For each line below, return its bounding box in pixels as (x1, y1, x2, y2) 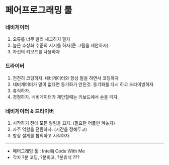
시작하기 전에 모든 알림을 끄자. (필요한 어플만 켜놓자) (12, 120, 115, 126)
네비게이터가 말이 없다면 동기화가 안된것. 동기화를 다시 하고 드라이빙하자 (12, 81, 154, 87)
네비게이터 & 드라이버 (5, 108, 54, 115)
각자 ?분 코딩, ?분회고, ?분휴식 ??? (12, 154, 80, 160)
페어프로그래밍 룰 (5, 5, 72, 16)
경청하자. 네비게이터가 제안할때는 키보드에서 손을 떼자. (12, 94, 119, 100)
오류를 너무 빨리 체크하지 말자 (12, 36, 70, 42)
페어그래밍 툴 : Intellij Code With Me (12, 148, 86, 154)
